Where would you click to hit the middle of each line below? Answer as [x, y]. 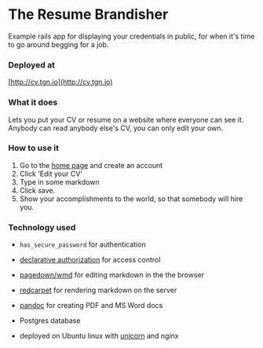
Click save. [37, 190]
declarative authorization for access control [90, 260]
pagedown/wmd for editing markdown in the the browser [112, 275]
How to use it [33, 148]
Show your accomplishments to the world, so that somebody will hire [131, 199]
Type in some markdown [59, 181]
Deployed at [32, 64]
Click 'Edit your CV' [51, 174]
